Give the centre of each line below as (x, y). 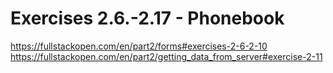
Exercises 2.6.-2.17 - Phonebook (147, 18)
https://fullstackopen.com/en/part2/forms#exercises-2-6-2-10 (139, 46)
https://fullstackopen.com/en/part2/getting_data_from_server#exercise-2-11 (166, 56)
